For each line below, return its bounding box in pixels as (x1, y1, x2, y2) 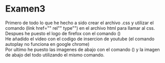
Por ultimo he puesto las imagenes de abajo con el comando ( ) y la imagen (5, 46, 160, 52)
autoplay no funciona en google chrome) (5, 41, 90, 47)
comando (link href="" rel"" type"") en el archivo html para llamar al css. (5, 25, 155, 31)
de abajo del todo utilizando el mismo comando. (5, 51, 105, 58)
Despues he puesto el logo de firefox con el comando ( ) (5, 30, 121, 36)
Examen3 (5, 3, 46, 15)
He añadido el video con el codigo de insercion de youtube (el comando (5, 36, 155, 42)
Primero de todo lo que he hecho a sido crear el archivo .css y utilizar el (5, 20, 154, 26)
